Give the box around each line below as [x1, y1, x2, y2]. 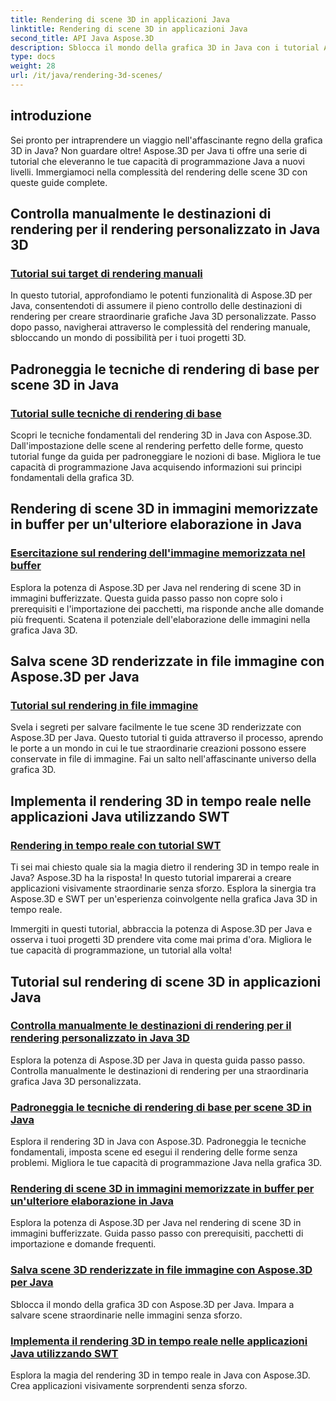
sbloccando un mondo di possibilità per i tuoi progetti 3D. [10, 332, 247, 344]
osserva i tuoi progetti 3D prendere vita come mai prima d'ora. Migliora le [10, 934, 313, 946]
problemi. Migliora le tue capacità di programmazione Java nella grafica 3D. [10, 1157, 323, 1169]
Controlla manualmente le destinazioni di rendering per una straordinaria [10, 1064, 309, 1076]
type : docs [10, 52, 56, 62]
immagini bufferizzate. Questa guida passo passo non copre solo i [10, 592, 283, 604]
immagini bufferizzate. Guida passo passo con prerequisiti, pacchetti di [10, 1227, 304, 1240]
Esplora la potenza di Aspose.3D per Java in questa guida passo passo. [10, 1054, 306, 1066]
